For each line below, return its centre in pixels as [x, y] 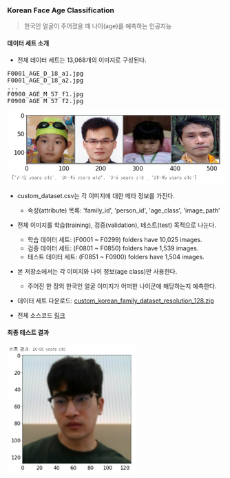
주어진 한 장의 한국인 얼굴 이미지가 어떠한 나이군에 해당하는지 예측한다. [122, 286]
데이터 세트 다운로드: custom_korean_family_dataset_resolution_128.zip [116, 301]
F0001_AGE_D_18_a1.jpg [45, 73]
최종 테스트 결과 [28, 333]
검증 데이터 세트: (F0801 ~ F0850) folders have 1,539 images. [113, 248]
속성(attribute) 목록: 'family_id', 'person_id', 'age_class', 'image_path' [124, 210]
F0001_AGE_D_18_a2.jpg [45, 80]
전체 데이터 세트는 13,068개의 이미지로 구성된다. [82, 60]
